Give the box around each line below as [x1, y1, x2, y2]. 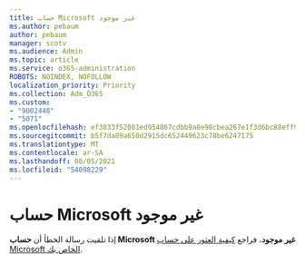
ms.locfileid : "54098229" [9, 165, 107, 174]
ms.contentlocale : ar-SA [9, 148, 103, 157]
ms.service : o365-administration [9, 64, 136, 73]
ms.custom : [9, 97, 51, 107]
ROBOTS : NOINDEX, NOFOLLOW [9, 73, 112, 82]
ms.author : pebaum [9, 22, 79, 31]
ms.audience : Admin [9, 47, 84, 56]
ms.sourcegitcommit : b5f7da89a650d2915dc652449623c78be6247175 [9, 132, 254, 141]
